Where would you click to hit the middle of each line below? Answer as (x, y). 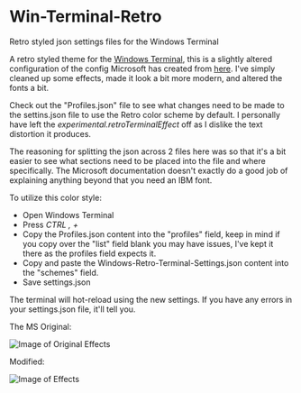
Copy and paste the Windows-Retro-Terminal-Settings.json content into (155, 262)
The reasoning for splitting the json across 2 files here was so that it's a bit (148, 151)
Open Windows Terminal (68, 215)
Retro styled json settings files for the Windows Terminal (114, 41)
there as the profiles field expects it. (89, 253)
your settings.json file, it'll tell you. (73, 309)
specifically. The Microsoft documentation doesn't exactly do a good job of (149, 170)
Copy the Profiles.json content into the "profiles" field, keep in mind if (151, 234)
